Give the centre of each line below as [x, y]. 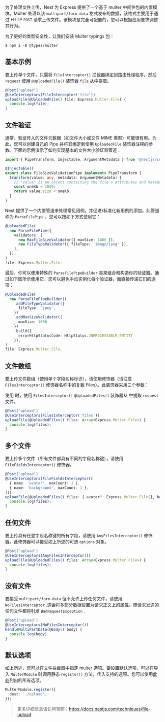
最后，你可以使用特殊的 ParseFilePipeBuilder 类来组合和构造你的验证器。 [80, 273]
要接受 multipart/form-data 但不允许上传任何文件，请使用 [64, 599]
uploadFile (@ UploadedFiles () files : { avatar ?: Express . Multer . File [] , [80, 497]
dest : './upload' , [28, 694]
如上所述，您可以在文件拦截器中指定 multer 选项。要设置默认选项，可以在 [79, 668]
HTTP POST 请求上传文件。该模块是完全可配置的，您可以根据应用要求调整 [84, 19]
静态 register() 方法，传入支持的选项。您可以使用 [102, 674]
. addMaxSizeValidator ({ [38, 317]
